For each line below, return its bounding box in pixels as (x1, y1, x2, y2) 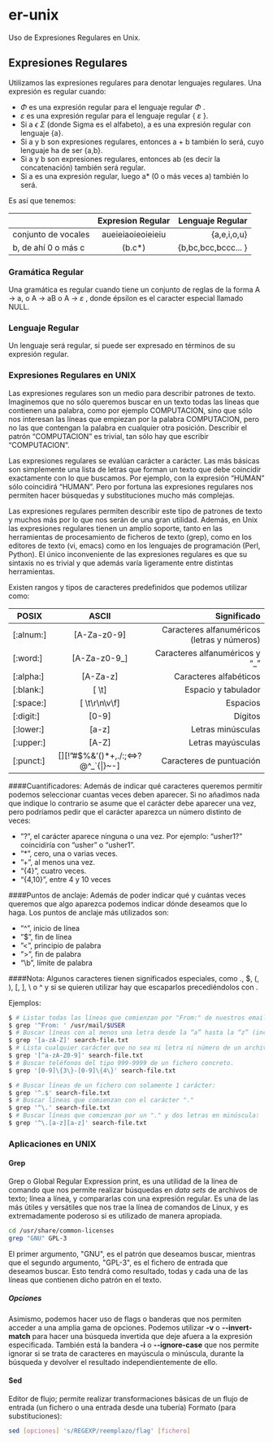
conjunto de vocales (12, 228, 90, 240)
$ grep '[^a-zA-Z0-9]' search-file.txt (8, 1051, 144, 1060)
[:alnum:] (12, 628, 47, 640)
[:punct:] (12, 754, 46, 766)
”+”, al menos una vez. (19, 857, 96, 867)
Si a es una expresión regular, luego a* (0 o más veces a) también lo (19, 171, 249, 180)
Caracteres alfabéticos (174, 671, 261, 682)
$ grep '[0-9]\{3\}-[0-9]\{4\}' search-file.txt (8, 1067, 176, 1075)
